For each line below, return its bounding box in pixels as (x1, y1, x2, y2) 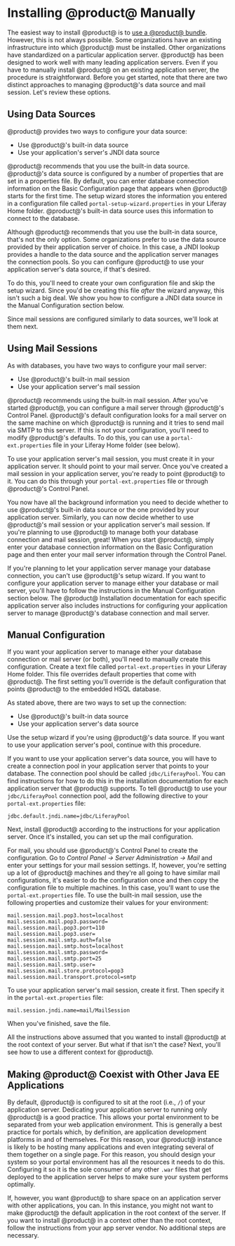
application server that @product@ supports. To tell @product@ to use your (7, 784, 227, 792)
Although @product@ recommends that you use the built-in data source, (7, 227, 217, 236)
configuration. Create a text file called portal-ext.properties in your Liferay (7, 662, 227, 671)
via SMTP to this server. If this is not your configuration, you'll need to (7, 425, 209, 434)
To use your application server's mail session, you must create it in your (7, 454, 215, 463)
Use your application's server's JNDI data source (17, 148, 160, 156)
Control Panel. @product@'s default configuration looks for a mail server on (7, 411, 227, 419)
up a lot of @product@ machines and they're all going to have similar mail (7, 868, 220, 877)
